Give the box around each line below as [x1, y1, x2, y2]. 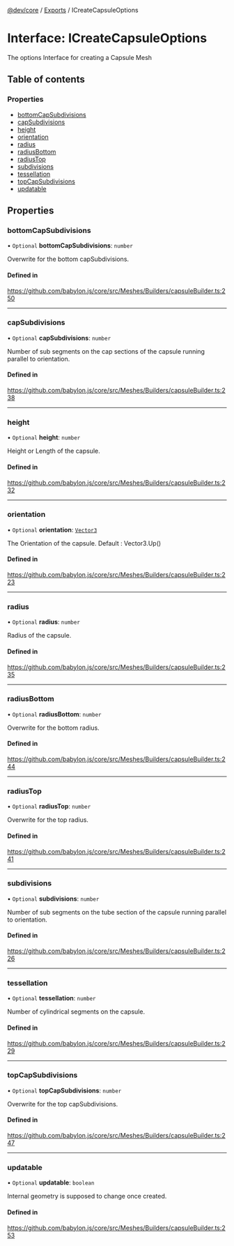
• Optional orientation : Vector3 [7, 525, 97, 534]
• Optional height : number [7, 433, 81, 442]
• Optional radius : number [7, 617, 80, 626]
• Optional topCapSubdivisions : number [7, 1086, 122, 1095]
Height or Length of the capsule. [7, 446, 100, 456]
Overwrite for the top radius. [7, 816, 89, 824]
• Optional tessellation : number [7, 994, 96, 1003]
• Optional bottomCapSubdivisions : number [7, 241, 134, 250]
